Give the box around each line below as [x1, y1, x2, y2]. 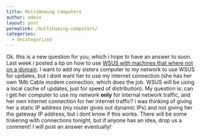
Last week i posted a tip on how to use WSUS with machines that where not [6, 59, 193, 67]
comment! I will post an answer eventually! [6, 123, 112, 130]
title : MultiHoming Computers [6, 8, 82, 15]
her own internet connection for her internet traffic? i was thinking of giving [6, 98, 192, 105]
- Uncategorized [11, 37, 52, 43]
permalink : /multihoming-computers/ [6, 25, 98, 32]
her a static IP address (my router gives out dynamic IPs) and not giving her [6, 104, 193, 111]
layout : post [6, 20, 39, 26]
